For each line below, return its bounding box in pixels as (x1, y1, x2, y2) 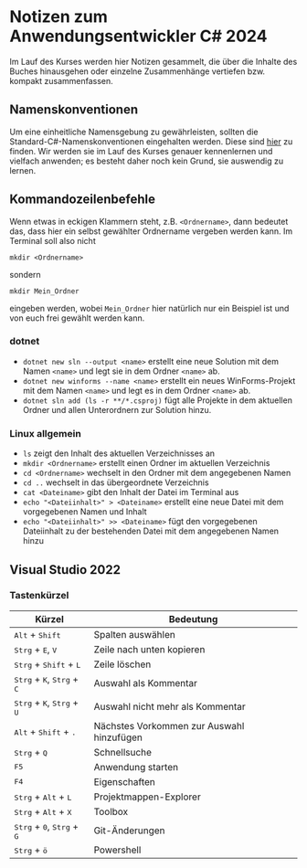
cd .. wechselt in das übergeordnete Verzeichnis (22, 477, 209, 488)
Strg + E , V (14, 642, 58, 655)
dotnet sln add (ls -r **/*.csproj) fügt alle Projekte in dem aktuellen (22, 395, 292, 406)
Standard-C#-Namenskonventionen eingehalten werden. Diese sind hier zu (9, 135, 293, 147)
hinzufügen (93, 731, 143, 744)
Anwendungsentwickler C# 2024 (9, 26, 268, 47)
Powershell (93, 843, 142, 856)
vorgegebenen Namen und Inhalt (22, 506, 148, 517)
